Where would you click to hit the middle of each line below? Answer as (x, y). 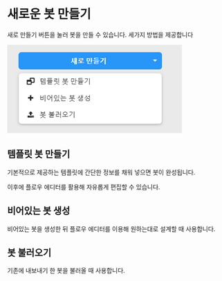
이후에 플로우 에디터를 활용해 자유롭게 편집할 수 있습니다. (84, 187)
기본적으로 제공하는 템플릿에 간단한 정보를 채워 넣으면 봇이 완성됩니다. (101, 172)
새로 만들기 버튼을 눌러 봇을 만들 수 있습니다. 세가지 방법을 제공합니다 (100, 35)
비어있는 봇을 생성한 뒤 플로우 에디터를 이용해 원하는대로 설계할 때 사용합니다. (111, 228)
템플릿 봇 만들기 (39, 154)
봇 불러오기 (29, 252)
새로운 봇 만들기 (49, 14)
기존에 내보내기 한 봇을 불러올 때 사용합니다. (66, 271)
